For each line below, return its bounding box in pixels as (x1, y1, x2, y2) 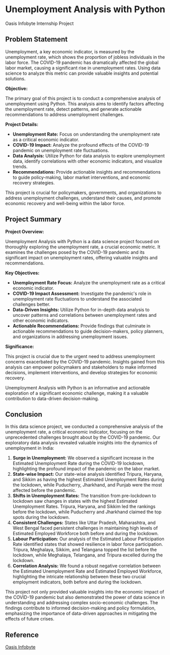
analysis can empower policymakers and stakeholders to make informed (5, 364, 157, 370)
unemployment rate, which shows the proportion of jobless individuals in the (5, 54, 165, 60)
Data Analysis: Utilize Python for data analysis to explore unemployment (12, 152, 165, 158)
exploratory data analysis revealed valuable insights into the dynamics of (5, 440, 158, 446)
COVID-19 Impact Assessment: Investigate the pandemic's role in (12, 290, 151, 297)
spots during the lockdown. (12, 514, 70, 520)
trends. (12, 163, 28, 170)
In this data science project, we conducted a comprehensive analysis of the (5, 423, 163, 430)
